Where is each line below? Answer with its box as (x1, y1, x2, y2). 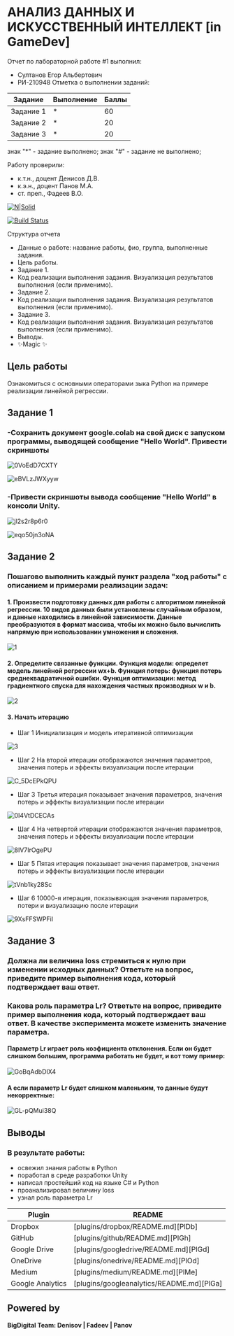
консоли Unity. (7, 501, 61, 511)
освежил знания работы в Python (17, 1163, 117, 1172)
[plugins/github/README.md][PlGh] (73, 1232, 191, 1242)
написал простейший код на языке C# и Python (17, 1178, 159, 1186)
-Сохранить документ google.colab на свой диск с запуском (7, 428, 226, 438)
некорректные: (7, 1090, 54, 1099)
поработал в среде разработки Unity (17, 1171, 128, 1179)
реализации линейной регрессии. (7, 386, 108, 395)
